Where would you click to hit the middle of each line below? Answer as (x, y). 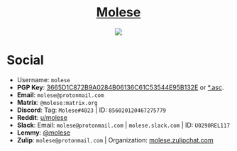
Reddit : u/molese (42, 117)
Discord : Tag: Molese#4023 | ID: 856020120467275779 (91, 110)
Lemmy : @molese (44, 133)
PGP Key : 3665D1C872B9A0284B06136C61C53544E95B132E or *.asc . (120, 87)
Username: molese (43, 79)
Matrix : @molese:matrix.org (57, 102)
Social (25, 60)
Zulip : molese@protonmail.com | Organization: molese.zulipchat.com (115, 140)
